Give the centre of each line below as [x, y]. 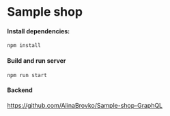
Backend [20, 90]
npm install [24, 46]
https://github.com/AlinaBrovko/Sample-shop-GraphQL [85, 105]
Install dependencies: [39, 31]
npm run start [27, 75]
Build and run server [37, 60]
